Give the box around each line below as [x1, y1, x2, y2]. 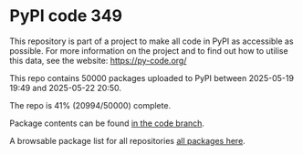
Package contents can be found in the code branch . [9, 118, 205, 129]
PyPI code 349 [9, 5, 123, 26]
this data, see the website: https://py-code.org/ [9, 55, 187, 66]
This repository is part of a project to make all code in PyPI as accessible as [9, 36, 294, 46]
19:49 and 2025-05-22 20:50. [9, 82, 121, 93]
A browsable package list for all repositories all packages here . [9, 135, 246, 146]
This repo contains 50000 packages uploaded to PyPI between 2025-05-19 [9, 72, 295, 83]
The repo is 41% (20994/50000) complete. [9, 99, 172, 110]
